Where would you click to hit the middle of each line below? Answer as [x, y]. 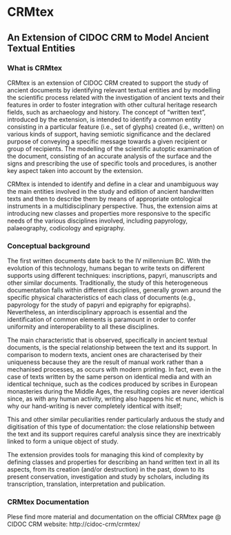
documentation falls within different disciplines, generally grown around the [114, 290]
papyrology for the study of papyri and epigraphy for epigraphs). [99, 305]
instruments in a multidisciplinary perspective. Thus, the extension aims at [112, 206]
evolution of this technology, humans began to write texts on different [106, 268]
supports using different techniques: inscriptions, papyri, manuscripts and [112, 276]
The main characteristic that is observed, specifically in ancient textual [108, 340]
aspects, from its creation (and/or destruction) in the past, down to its [106, 470]
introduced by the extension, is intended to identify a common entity [104, 119]
